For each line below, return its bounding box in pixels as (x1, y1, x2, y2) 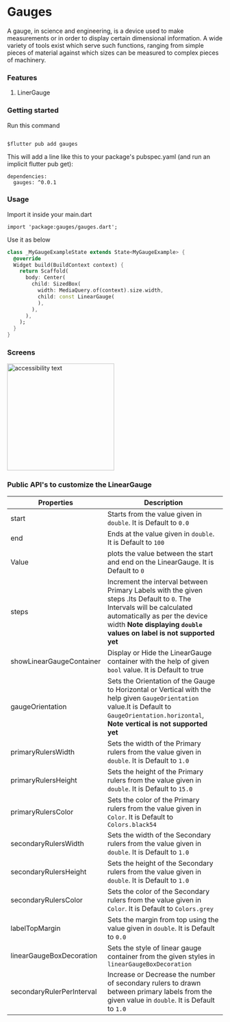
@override (13, 255, 41, 262)
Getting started (7, 105, 60, 115)
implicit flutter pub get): (7, 159, 73, 168)
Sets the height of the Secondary (107, 858, 214, 868)
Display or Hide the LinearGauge (107, 648, 212, 657)
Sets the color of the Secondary (107, 886, 210, 896)
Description (143, 498, 183, 507)
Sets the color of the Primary (107, 795, 200, 804)
